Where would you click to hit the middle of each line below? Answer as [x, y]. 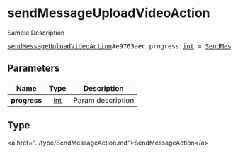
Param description [104, 100]
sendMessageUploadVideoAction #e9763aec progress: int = [104, 46]
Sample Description [36, 33]
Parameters [34, 68]
